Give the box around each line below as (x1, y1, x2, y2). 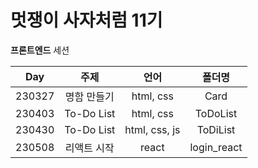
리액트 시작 (64, 141, 115, 155)
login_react (189, 140, 243, 154)
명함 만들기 (64, 89, 115, 103)
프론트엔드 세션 (10, 44, 70, 56)
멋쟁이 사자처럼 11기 (10, 9, 163, 32)
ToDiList (196, 122, 236, 136)
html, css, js (124, 122, 181, 136)
